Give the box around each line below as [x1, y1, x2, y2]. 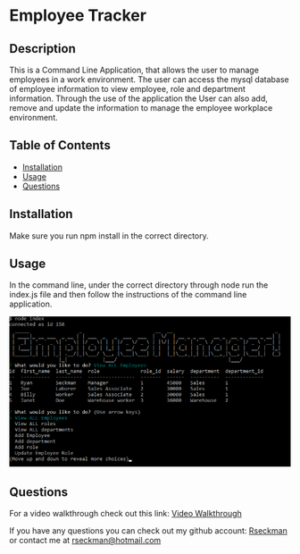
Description [9, 41, 76, 56]
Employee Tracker [9, 5, 147, 26]
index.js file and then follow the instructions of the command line [9, 290, 247, 300]
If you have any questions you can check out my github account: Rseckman [9, 525, 287, 536]
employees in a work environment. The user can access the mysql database [9, 74, 289, 85]
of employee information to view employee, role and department [9, 84, 246, 94]
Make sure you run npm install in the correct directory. [9, 230, 209, 241]
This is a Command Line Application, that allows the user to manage [9, 64, 259, 75]
